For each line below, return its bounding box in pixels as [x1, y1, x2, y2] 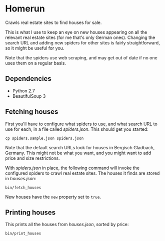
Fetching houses [5, 108, 58, 116]
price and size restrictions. [5, 155, 60, 161]
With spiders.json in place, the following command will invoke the [5, 165, 140, 171]
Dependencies [5, 74, 51, 83]
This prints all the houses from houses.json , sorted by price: [5, 222, 129, 228]
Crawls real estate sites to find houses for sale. [5, 19, 102, 25]
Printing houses [5, 208, 56, 217]
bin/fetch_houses [5, 185, 41, 190]
